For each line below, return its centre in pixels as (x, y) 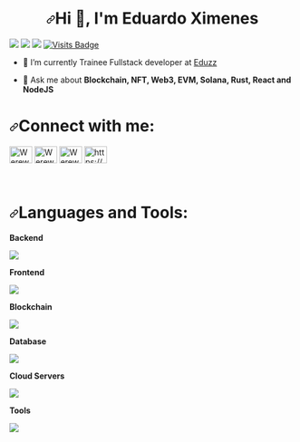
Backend (26, 237)
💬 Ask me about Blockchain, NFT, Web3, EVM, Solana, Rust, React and (157, 80)
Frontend (27, 272)
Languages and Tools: (103, 213)
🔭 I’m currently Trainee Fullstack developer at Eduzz (120, 62)
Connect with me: (87, 126)
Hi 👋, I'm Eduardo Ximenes (157, 19)
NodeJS (38, 89)
